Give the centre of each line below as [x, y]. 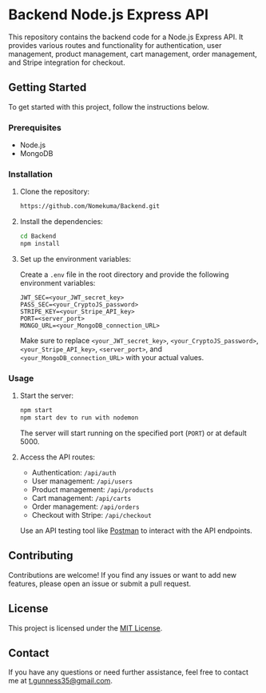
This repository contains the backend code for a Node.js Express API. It [126, 37]
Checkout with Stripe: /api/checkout [91, 515]
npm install [40, 244]
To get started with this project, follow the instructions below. [109, 106]
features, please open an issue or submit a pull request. [100, 583]
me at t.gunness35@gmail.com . [61, 681]
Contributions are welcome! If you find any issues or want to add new [123, 575]
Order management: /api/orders [85, 507]
